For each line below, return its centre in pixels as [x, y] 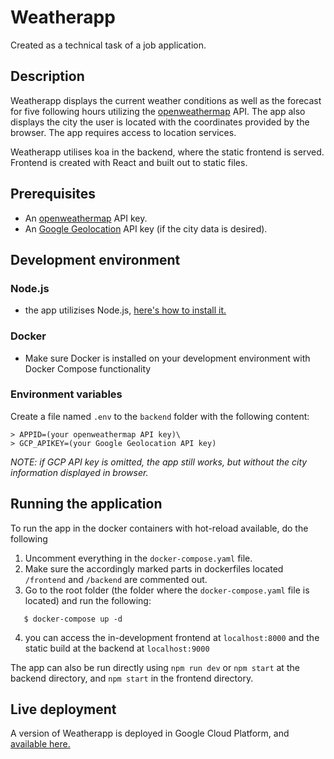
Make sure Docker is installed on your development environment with [167, 358]
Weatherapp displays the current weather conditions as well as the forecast [166, 100]
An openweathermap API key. [86, 218]
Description [47, 76]
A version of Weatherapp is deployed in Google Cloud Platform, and [150, 733]
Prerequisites [53, 194]
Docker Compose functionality [88, 368]
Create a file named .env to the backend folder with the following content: [160, 416]
